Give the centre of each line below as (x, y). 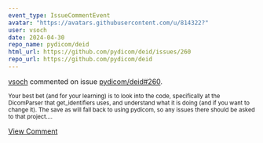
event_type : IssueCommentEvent (59, 15)
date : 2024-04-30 (37, 37)
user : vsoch (27, 30)
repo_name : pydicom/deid (49, 45)
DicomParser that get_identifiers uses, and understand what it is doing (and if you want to (129, 103)
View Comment (33, 131)
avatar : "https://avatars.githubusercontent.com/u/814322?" (109, 23)
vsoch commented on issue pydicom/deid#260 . (86, 81)
